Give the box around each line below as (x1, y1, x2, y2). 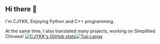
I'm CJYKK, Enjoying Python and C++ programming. (5, 18, 115, 24)
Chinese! (5, 33, 24, 39)
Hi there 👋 (5, 5, 37, 13)
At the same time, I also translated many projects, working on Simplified (5, 28, 155, 34)
